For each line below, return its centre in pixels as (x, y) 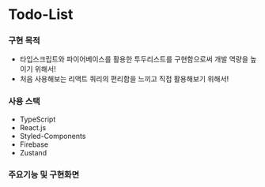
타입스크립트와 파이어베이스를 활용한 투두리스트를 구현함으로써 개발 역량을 (134, 59)
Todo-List (41, 15)
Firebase (34, 144)
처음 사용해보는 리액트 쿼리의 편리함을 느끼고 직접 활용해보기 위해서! (124, 79)
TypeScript (38, 119)
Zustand (33, 152)
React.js (33, 127)
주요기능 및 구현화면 (44, 174)
